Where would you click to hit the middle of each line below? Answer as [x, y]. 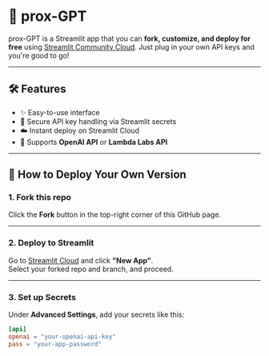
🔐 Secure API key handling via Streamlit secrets [98, 121]
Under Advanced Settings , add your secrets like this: [96, 314]
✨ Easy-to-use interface [60, 112]
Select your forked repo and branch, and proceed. [91, 269]
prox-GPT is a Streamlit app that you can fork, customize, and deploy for [129, 38]
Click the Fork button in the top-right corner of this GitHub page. [115, 214]
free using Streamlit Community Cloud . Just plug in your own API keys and [131, 46]
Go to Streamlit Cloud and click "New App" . [81, 260]
